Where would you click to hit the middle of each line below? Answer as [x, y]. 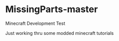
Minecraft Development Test [35, 23]
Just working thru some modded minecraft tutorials [60, 33]
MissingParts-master [52, 9]
